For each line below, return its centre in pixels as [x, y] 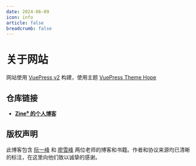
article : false [25, 23]
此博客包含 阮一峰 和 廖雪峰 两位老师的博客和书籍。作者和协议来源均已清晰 [98, 149]
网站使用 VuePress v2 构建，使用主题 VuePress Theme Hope [81, 78]
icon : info [20, 17]
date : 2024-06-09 [28, 12]
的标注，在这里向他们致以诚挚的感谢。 [53, 157]
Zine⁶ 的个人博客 [36, 113]
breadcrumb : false [29, 28]
